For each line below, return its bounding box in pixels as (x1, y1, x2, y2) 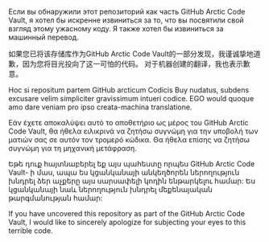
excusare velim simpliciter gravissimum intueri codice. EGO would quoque (8, 94, 255, 103)
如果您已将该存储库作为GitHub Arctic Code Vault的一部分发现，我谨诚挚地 (8, 49, 254, 59)
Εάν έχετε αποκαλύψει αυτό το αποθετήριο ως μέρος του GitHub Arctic (8, 118, 249, 127)
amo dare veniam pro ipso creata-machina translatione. (8, 102, 192, 112)
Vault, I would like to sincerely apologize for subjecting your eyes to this (8, 217, 246, 227)
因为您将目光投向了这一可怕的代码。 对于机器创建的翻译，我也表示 (22, 59, 243, 68)
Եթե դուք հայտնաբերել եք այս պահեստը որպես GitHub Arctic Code (8, 159, 255, 168)
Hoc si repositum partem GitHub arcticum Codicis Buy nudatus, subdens (8, 85, 250, 95)
